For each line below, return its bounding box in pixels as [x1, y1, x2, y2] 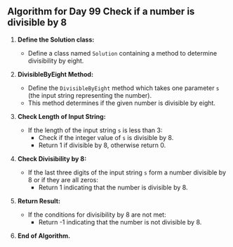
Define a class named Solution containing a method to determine [27, 49, 218, 57]
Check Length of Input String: [17, 112, 107, 120]
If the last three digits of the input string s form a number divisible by [27, 168, 227, 177]
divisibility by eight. [27, 56, 84, 65]
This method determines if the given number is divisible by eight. [27, 99, 216, 107]
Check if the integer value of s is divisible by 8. [38, 133, 174, 141]
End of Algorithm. [17, 232, 71, 240]
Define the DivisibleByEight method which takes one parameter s [27, 84, 220, 92]
